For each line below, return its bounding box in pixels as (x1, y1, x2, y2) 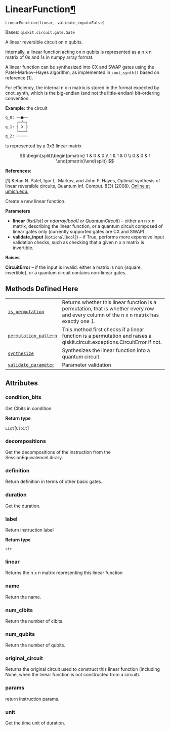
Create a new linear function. (5, 198, 66, 205)
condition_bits (5, 394, 41, 401)
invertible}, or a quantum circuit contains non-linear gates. (5, 270, 127, 276)
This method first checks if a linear (62, 326, 145, 333)
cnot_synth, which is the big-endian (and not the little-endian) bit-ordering (5, 90, 160, 96)
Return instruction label (5, 527, 54, 533)
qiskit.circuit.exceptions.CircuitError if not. (62, 339, 162, 346)
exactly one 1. (62, 318, 96, 325)
